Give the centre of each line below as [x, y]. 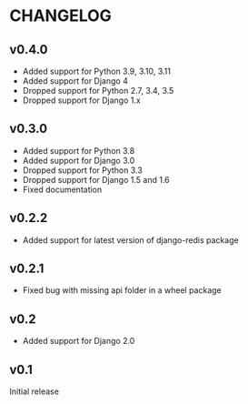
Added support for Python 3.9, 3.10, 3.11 [96, 71]
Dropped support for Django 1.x [81, 100]
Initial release [34, 391]
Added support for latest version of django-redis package [130, 240]
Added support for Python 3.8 [79, 150]
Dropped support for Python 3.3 [82, 170]
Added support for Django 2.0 [79, 341]
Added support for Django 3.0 [79, 160]
